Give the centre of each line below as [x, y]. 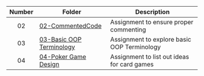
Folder [72, 12]
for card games [132, 64]
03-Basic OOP [60, 40]
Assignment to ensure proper [152, 22]
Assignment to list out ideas [150, 57]
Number [21, 12]
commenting [128, 30]
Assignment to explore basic [151, 40]
